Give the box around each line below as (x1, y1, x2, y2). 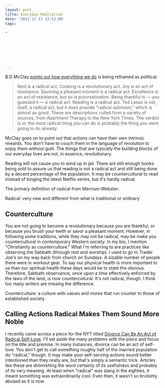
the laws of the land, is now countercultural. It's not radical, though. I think (5, 275, 156, 281)
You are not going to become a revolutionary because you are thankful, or (5, 223, 155, 229)
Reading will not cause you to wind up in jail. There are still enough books (5, 160, 154, 166)
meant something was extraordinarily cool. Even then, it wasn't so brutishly (5, 373, 158, 379)
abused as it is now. (5, 378, 45, 384)
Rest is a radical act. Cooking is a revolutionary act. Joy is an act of (17, 84, 154, 90)
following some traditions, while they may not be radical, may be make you (5, 233, 157, 239)
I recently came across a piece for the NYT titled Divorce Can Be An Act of (5, 331, 157, 337)
